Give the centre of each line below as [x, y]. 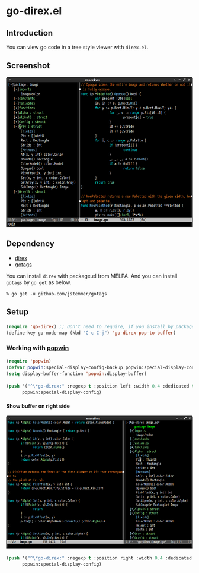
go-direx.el [34, 11]
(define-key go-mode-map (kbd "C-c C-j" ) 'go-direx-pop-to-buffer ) [91, 333]
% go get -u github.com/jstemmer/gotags [57, 294]
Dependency [30, 244]
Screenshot [28, 66]
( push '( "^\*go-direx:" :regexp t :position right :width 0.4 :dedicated [99, 558]
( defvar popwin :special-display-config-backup [65, 367]
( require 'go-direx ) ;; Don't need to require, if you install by [90, 326]
